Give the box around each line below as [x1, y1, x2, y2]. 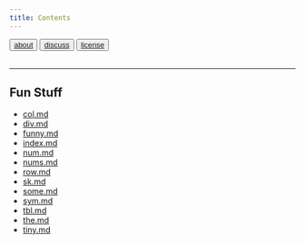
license [80, 40, 105, 50]
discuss [44, 40, 70, 50]
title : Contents [9, 13, 71, 23]
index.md [22, 138, 58, 149]
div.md [22, 119, 48, 130]
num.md [22, 147, 54, 159]
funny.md [22, 128, 59, 139]
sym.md [22, 196, 54, 207]
